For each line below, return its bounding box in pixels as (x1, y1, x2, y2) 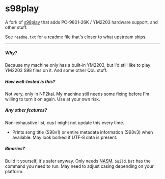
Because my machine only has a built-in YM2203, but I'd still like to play (5, 62, 151, 68)
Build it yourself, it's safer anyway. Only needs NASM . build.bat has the (5, 158, 151, 164)
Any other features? (5, 107, 48, 113)
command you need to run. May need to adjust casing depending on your (5, 163, 154, 169)
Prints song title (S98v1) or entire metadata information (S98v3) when (12, 129, 153, 135)
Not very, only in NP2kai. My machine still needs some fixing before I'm (5, 91, 150, 97)
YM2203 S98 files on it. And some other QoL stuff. (5, 67, 108, 73)
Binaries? (5, 146, 26, 152)
